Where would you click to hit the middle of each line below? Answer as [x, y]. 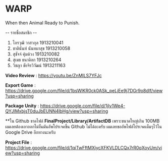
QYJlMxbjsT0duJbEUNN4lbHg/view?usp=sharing [57, 111]
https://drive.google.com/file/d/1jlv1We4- [83, 105]
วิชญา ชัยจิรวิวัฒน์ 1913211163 [39, 65]
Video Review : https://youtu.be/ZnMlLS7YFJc [53, 75]
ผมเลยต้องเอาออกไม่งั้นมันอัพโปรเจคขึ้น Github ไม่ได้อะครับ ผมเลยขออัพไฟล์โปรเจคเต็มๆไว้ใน [84, 126]
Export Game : [21, 85]
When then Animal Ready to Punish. [42, 23]
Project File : [18, 142]
